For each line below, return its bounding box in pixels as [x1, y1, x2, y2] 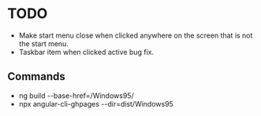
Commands [7, 70, 66, 83]
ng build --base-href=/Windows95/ [18, 91, 135, 100]
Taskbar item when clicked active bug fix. [18, 47, 155, 56]
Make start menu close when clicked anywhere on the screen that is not [18, 31, 253, 40]
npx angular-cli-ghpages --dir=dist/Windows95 [18, 99, 174, 108]
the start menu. [18, 38, 69, 48]
